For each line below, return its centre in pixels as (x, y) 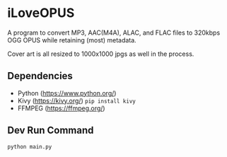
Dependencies (40, 76)
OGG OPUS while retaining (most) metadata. (72, 40)
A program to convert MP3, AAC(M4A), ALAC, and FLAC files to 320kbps (114, 33)
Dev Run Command (51, 130)
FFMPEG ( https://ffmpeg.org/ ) (61, 108)
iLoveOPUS (41, 13)
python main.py (30, 146)
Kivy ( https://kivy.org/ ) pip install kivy (77, 100)
